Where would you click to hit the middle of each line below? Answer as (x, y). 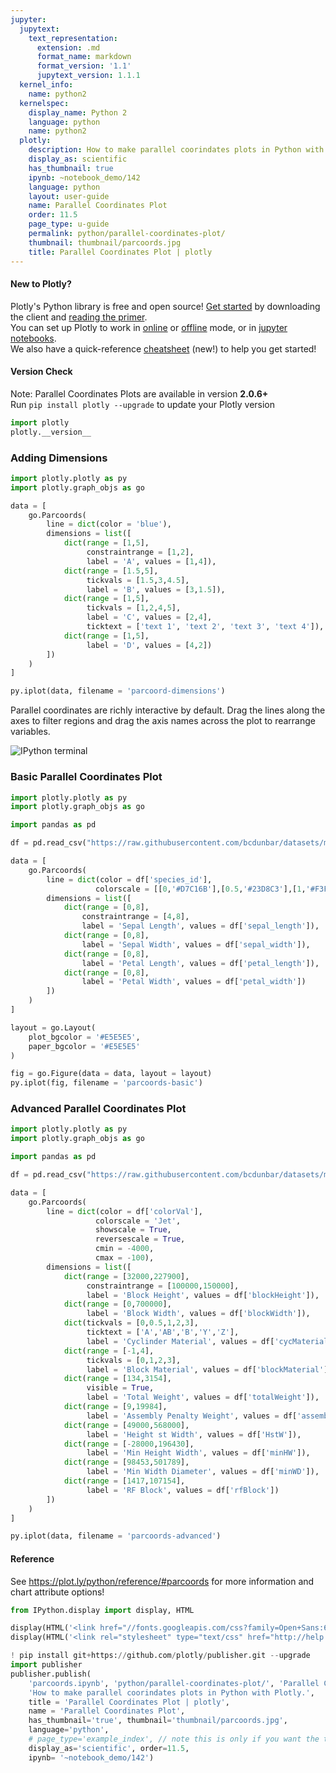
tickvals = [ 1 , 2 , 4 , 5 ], (134, 608)
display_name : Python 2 (78, 112)
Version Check (41, 372)
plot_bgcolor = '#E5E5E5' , (84, 1037)
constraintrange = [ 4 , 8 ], (135, 917)
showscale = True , (133, 1230)
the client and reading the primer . (79, 317)
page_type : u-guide (69, 224)
